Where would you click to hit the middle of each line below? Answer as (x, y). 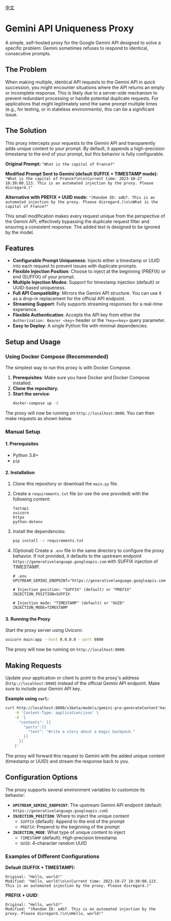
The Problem (26, 70)
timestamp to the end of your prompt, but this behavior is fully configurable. (85, 154)
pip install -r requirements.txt (48, 541)
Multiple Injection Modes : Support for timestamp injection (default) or (86, 282)
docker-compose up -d (35, 403)
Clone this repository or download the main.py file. (65, 484)
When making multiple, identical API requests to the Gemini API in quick (80, 82)
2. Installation (20, 472)
